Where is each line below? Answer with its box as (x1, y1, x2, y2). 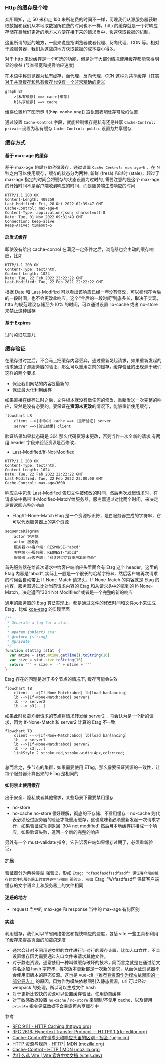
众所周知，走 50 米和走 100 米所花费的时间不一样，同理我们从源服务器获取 (5, 16, 158, 23)
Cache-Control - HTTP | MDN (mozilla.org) (12, 1047, 100, 1053)
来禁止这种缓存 (5, 307, 36, 313)
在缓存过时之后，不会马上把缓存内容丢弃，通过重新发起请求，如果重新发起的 (5, 358, 162, 364)
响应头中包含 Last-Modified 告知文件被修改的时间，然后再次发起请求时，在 (5, 490, 158, 496)
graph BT (5, 89, 23, 94)
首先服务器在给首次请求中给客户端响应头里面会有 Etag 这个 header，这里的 (5, 564, 159, 570)
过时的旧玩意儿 (5, 332, 36, 337)
